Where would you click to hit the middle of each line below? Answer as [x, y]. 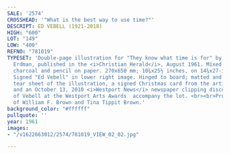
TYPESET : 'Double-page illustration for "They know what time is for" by [115, 58]
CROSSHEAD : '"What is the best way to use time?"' [81, 20]
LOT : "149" [23, 39]
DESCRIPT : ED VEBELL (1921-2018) [55, 26]
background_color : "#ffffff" [49, 109]
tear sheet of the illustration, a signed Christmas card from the [112, 84]
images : [18, 128]
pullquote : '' [27, 115]
